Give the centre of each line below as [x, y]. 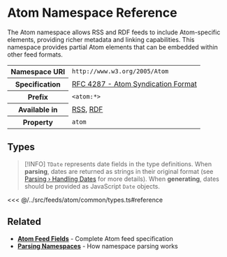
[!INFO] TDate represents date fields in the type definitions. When [118, 164]
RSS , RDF [88, 109]
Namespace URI [38, 71]
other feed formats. [35, 54]
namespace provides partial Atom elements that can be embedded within [112, 47]
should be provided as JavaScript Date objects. [92, 186]
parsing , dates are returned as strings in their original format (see [119, 171]
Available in [38, 110]
